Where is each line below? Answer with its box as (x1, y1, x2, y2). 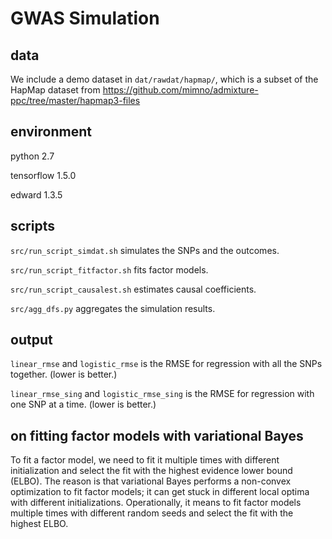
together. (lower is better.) (10, 368, 118, 381)
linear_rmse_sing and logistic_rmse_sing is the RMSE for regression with (10, 388, 315, 400)
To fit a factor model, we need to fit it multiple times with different (10, 454, 280, 466)
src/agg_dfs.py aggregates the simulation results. (10, 302, 216, 314)
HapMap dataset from (10, 84, 101, 96)
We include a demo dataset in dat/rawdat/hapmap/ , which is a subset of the (10, 73, 319, 85)
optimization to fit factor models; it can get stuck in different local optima (10, 486, 310, 498)
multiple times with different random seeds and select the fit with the (10, 507, 294, 519)
